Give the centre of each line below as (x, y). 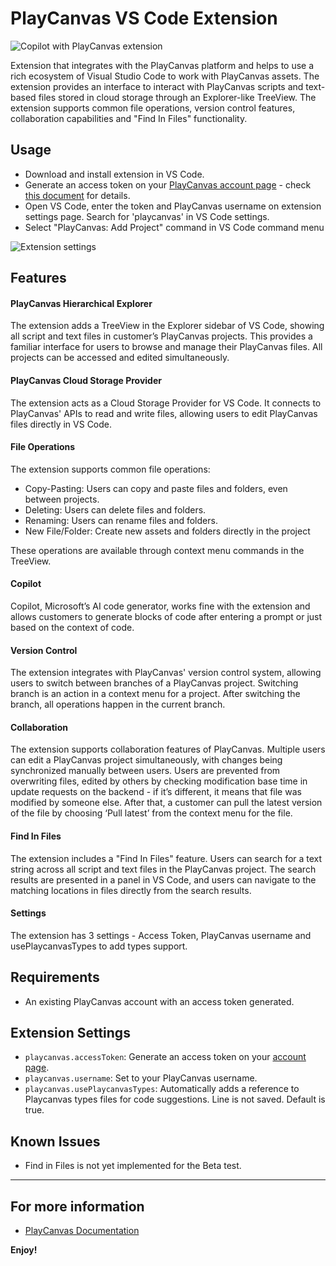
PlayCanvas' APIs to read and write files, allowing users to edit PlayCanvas (164, 413)
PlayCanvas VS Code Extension (144, 18)
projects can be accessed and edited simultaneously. (120, 358)
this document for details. (77, 195)
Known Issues (55, 1141)
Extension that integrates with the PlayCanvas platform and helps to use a (162, 65)
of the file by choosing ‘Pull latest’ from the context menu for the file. (151, 813)
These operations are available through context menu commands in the (157, 550)
